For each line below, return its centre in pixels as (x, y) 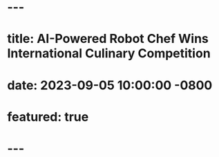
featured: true (48, 117)
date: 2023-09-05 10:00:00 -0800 (110, 85)
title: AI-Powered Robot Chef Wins (108, 39)
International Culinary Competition (109, 54)
